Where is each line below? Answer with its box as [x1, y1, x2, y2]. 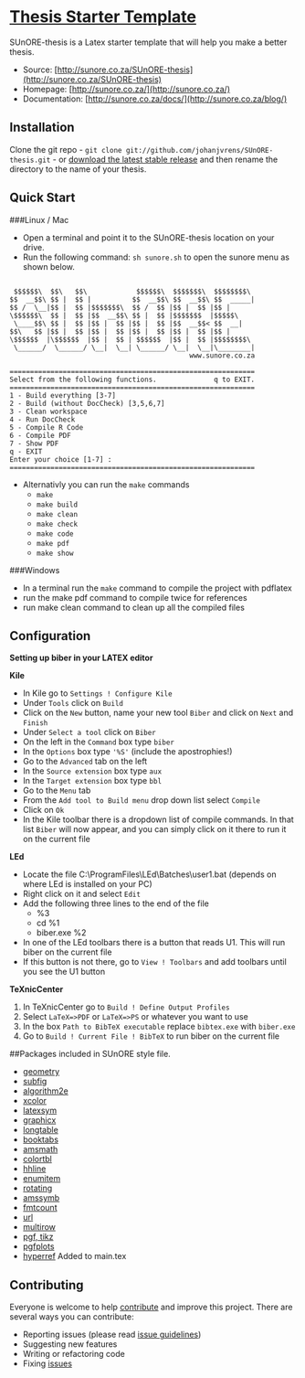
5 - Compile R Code [9, 422, 84, 432]
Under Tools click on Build [22, 698, 123, 709]
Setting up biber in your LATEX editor [9, 652, 153, 664]
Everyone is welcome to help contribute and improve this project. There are [9, 1301, 293, 1313]
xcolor [22, 1095, 47, 1106]
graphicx [22, 1115, 57, 1126]
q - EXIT [9, 446, 43, 456]
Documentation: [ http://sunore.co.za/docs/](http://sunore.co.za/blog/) [22, 93, 288, 104]
